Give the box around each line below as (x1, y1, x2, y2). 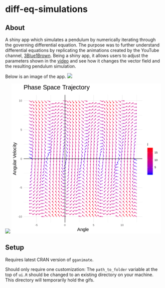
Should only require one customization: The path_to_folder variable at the (5, 266, 158, 272)
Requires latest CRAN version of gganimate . (5, 256, 94, 262)
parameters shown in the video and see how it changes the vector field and (5, 58, 161, 63)
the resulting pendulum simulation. (5, 63, 76, 69)
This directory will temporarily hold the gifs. (5, 276, 95, 283)
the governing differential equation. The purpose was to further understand (5, 42, 160, 48)
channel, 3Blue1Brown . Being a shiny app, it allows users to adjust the (5, 52, 149, 58)
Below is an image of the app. (5, 73, 66, 79)
